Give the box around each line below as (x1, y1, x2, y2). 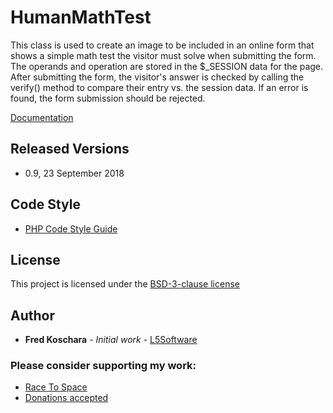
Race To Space (24, 381, 88, 393)
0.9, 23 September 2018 (24, 167, 125, 179)
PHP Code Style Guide (24, 222, 118, 235)
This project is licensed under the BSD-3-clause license (10, 278, 240, 290)
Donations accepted (24, 392, 109, 404)
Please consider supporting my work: (10, 359, 197, 373)
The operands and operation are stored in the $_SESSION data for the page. (10, 60, 324, 72)
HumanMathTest (10, 6, 152, 29)
